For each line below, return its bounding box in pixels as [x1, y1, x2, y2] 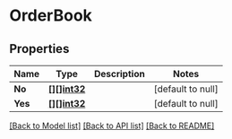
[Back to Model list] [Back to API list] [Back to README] [9, 120, 215, 131]
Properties [9, 41, 70, 56]
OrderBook [9, 5, 92, 26]
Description [93, 68, 145, 80]
